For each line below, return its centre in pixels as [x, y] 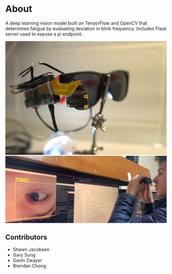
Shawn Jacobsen [31, 249]
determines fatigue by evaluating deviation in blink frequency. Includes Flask [86, 28]
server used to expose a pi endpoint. [44, 34]
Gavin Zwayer [27, 260]
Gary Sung [24, 255]
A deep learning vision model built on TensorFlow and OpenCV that [76, 23]
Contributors [26, 237]
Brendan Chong [29, 266]
